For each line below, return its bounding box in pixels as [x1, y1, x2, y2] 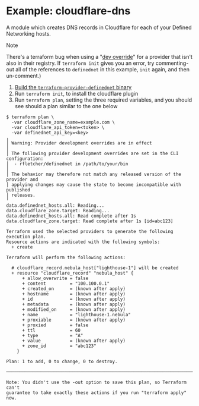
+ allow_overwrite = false [21, 275, 89, 281]
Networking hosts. [6, 30, 52, 37]
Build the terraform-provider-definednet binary [14, 83, 132, 90]
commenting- [155, 59, 189, 67]
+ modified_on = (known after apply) [21, 306, 126, 313]
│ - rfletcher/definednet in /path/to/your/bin [6, 160, 129, 167]
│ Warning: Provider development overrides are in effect [6, 140, 152, 146]
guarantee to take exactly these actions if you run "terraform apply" [6, 389, 187, 396]
